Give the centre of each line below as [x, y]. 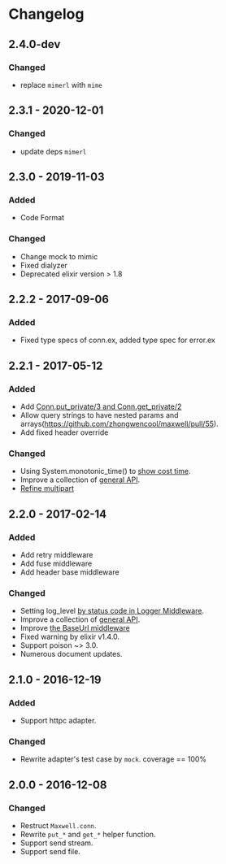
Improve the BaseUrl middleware [75, 628]
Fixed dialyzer [43, 265]
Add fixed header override [64, 432]
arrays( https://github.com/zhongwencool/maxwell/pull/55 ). [119, 423]
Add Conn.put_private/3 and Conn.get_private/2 [101, 406]
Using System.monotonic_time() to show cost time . [105, 471]
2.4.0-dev [35, 44]
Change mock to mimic [59, 256]
